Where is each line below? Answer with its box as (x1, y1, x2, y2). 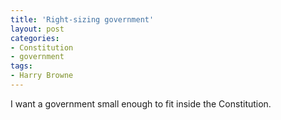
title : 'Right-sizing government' (10, 14, 155, 25)
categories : (10, 33, 60, 43)
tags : (10, 61, 33, 71)
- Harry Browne (10, 71, 74, 81)
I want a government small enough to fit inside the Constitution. (10, 97, 272, 110)
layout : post (10, 24, 65, 34)
